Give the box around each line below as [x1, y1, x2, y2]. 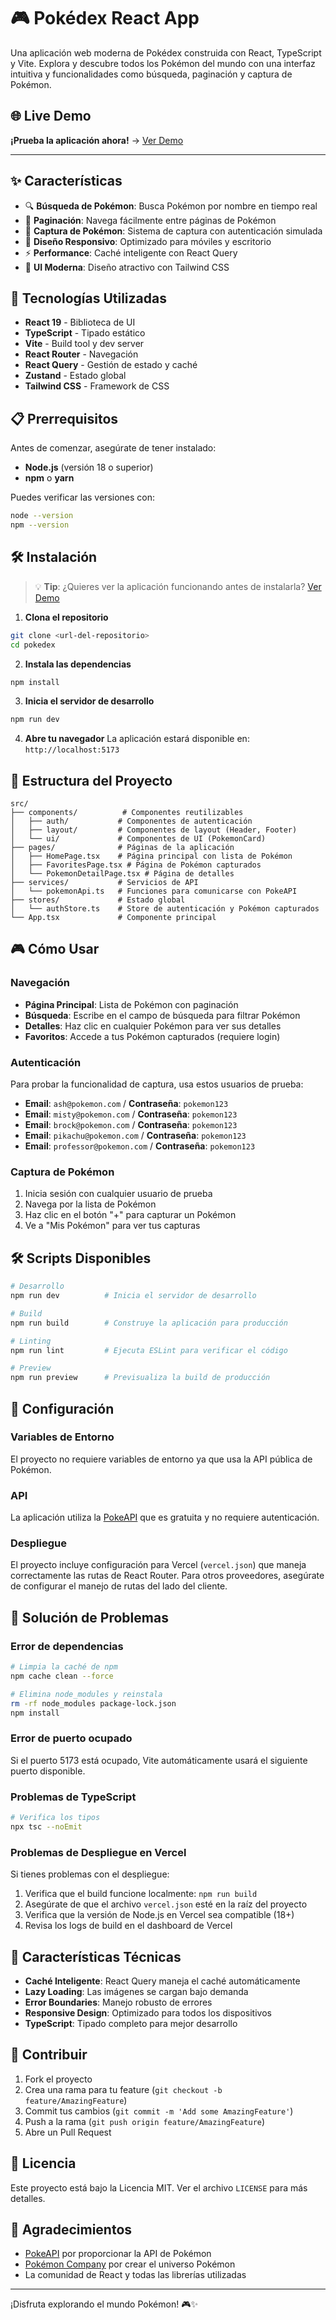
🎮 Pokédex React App [10, 7, 200, 30]
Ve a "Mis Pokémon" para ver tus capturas [24, 1220, 201, 1232]
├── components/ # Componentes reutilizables [10, 808, 244, 818]
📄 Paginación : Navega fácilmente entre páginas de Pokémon [24, 214, 277, 226]
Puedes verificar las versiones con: [10, 491, 156, 504]
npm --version [10, 520, 70, 530]
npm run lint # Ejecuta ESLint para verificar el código [10, 1345, 288, 1355]
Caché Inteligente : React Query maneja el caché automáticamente [24, 1975, 301, 1987]
